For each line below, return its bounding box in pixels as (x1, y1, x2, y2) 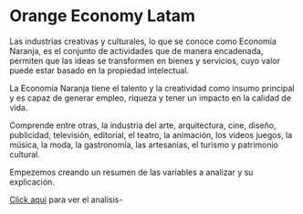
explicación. (9, 176, 55, 187)
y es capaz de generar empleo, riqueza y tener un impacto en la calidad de (9, 92, 292, 103)
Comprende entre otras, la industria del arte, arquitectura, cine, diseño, (9, 120, 277, 131)
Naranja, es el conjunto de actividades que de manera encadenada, (9, 45, 264, 56)
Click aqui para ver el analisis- (9, 194, 123, 205)
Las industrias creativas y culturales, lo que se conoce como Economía (9, 36, 277, 47)
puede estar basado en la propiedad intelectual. (9, 65, 190, 76)
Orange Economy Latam (9, 5, 196, 27)
